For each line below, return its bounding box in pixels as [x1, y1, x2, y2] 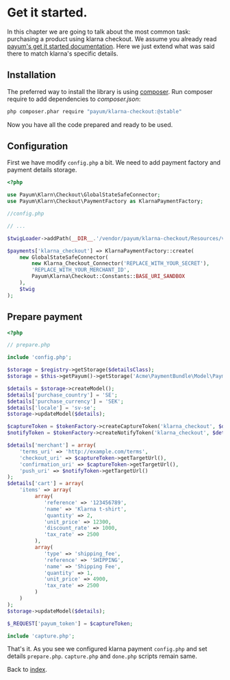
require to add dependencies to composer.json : [7, 95, 141, 103]
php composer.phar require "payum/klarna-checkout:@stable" [7, 108, 183, 115]
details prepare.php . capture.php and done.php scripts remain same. [7, 652, 197, 660]
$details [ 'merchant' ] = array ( [7, 442, 97, 449]
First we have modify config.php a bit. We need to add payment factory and [7, 159, 221, 167]
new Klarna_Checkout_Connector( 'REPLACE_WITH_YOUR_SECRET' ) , [31, 260, 210, 267]
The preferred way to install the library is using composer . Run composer [7, 87, 214, 95]
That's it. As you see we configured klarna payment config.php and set [7, 645, 207, 653]
